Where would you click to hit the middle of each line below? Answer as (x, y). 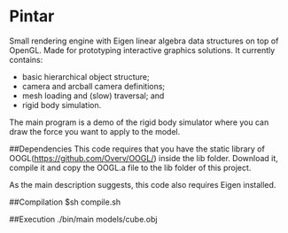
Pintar (32, 16)
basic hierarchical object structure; (86, 76)
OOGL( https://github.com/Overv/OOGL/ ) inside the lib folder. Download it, (144, 158)
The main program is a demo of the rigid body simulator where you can (139, 122)
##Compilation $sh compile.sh (65, 202)
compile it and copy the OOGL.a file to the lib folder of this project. (130, 167)
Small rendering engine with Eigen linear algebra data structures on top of (144, 41)
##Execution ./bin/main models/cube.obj (83, 219)
